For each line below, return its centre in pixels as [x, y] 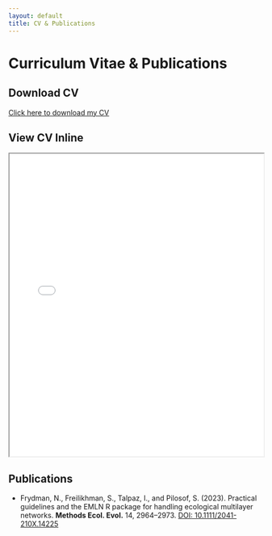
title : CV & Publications [52, 23]
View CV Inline [46, 138]
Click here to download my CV [59, 112]
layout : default [36, 16]
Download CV [44, 93]
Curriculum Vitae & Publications [118, 63]
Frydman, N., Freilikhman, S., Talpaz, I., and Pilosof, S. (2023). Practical [138, 498]
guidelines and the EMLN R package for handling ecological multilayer [136, 507]
